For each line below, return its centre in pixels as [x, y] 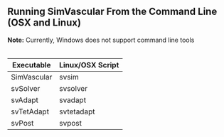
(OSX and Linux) [44, 23]
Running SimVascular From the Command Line [112, 12]
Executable [31, 65]
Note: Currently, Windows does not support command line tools [101, 40]
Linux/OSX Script [89, 65]
